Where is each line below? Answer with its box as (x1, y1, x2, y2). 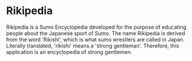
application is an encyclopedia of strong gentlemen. (6, 48, 132, 55)
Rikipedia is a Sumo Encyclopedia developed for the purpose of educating (6, 23, 187, 30)
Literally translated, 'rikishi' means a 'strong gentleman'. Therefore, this (6, 42, 180, 49)
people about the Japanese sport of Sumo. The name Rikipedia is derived (6, 29, 186, 36)
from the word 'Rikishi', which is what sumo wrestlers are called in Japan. (6, 36, 185, 43)
